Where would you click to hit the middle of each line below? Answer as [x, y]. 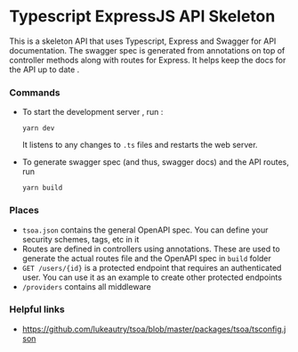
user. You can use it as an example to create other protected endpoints [152, 277]
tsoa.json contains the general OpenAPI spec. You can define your [145, 230]
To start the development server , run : [93, 112]
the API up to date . [44, 70]
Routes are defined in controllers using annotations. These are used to [151, 249]
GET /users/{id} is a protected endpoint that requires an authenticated [152, 267]
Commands [35, 93]
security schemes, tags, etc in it [81, 239]
